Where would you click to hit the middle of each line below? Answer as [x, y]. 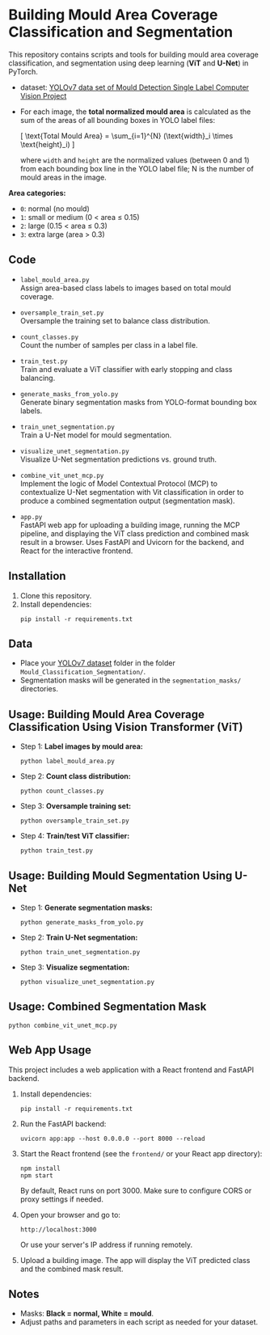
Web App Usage [50, 1050]
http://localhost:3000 [58, 1229]
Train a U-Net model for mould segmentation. [96, 435]
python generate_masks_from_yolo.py [82, 923]
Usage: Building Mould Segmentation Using [120, 875]
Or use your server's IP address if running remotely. [106, 1244]
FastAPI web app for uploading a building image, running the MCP [130, 525]
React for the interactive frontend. [76, 551]
